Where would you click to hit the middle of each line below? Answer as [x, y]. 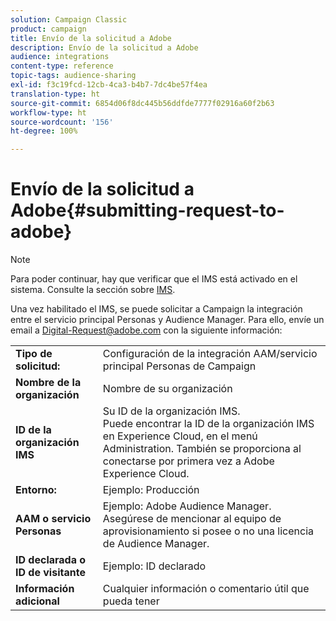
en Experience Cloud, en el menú [180, 436]
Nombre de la [48, 383]
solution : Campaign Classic [69, 19]
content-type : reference [62, 66]
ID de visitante [50, 573]
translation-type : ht [55, 94]
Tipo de [34, 354]
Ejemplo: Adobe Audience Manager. [187, 506]
